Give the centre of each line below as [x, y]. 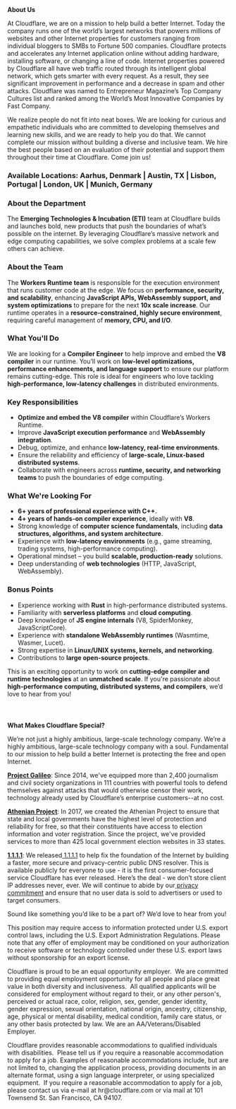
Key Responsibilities [43, 402]
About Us [21, 10]
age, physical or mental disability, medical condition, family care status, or [114, 1016]
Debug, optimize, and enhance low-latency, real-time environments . [118, 447]
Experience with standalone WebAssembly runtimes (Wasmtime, [113, 635]
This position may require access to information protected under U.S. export [118, 927]
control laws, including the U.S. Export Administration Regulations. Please [114, 935]
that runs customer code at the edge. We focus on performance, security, [116, 290]
